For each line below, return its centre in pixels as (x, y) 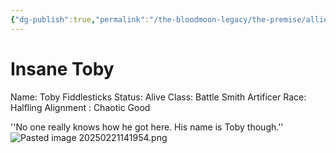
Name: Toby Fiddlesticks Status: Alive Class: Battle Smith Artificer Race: (158, 97)
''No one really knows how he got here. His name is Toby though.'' (147, 127)
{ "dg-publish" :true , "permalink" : (80, 19)
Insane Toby (62, 68)
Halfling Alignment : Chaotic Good (80, 107)
